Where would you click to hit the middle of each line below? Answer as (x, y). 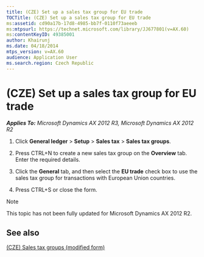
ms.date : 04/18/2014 (33, 46)
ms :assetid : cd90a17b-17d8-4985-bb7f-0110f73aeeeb (72, 23)
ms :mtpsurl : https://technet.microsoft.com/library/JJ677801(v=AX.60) (98, 29)
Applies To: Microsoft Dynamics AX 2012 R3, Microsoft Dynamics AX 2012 (100, 123)
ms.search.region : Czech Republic (50, 63)
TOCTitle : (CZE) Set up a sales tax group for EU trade (79, 18)
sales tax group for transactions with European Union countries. (95, 178)
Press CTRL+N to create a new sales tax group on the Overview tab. (101, 153)
